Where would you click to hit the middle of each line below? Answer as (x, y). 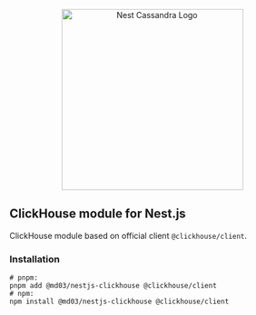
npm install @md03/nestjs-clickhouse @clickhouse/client (119, 302)
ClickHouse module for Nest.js (98, 214)
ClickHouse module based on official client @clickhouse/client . (128, 235)
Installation (35, 259)
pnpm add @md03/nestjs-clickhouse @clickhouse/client (113, 286)
